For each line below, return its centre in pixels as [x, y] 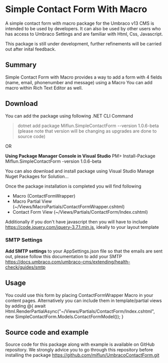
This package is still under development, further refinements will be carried [83, 43]
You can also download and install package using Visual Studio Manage [80, 171]
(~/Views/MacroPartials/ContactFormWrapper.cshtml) [69, 206]
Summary [21, 65]
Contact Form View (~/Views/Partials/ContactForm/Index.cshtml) [80, 212]
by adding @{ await [25, 306]
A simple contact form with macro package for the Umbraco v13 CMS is [80, 23]
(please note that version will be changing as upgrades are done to [87, 131]
